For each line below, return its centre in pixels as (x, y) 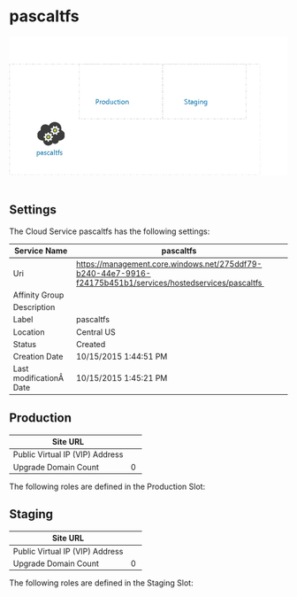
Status (25, 344)
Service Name (41, 251)
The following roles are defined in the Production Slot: (107, 487)
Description (34, 307)
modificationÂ (38, 378)
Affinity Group (38, 295)
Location (29, 332)
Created (91, 344)
